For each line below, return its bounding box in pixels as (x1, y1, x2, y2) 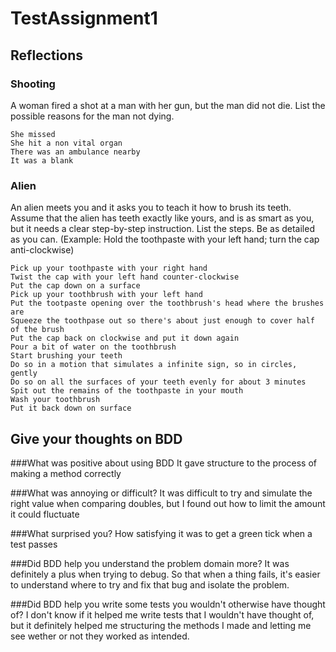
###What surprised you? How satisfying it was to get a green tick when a (10, 527, 313, 539)
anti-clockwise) (10, 244, 75, 256)
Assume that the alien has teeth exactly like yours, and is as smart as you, (10, 212, 315, 224)
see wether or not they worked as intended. (10, 630, 190, 642)
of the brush (10, 325, 65, 335)
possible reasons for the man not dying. (10, 110, 175, 122)
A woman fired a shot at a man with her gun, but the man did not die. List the (10, 99, 326, 111)
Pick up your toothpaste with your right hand (10, 263, 208, 274)
